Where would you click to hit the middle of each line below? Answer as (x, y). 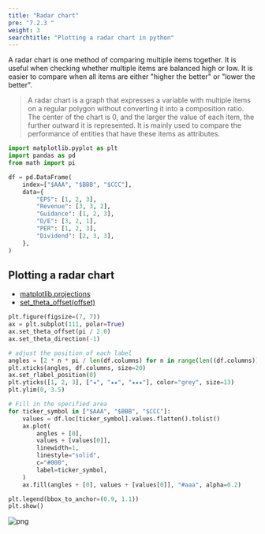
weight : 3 (24, 30)
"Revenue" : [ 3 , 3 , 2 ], (74, 207)
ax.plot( (37, 426)
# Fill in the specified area (58, 404)
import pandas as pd (42, 156)
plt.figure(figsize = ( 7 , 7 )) (54, 317)
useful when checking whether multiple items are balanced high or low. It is (131, 69)
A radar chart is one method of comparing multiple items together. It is (122, 60)
